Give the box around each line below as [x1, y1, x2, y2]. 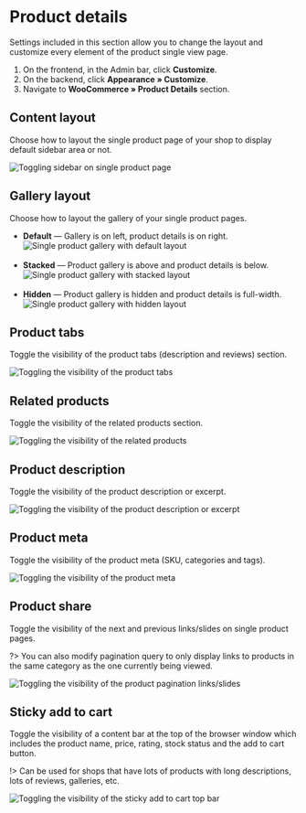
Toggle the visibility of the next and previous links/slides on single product [9, 623, 290, 634]
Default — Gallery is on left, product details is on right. [22, 230, 228, 241]
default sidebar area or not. [9, 144, 112, 155]
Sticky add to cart [9, 704, 112, 720]
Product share [9, 599, 92, 615]
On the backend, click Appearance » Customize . [22, 73, 208, 84]
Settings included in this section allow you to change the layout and [9, 37, 263, 48]
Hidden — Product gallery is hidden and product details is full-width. [22, 288, 282, 299]
